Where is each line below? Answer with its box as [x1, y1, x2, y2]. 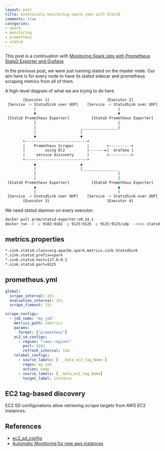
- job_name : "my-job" [9, 316, 54, 321]
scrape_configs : [5, 312, 39, 317]
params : [14, 325, 30, 330]
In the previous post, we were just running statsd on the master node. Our [5, 68, 156, 74]
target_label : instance [23, 376, 72, 381]
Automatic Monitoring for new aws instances [12, 441, 104, 446]
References [5, 422, 41, 430]
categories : [5, 21, 30, 26]
